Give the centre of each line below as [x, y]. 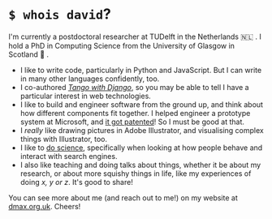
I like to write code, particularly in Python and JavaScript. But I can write [141, 70]
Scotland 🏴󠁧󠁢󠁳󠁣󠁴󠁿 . [29, 54]
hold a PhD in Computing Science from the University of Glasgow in [122, 45]
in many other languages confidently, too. [90, 79]
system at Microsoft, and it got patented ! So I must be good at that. [132, 122]
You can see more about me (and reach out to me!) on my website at [123, 198]
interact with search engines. [69, 156]
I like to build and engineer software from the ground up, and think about [142, 104]
